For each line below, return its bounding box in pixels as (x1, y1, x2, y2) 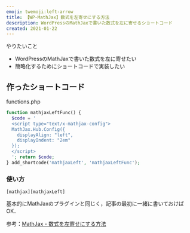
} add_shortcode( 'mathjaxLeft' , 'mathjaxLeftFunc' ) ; (6, 160, 140, 165)
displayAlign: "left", (17, 132, 73, 138)
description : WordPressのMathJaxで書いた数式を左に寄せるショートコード (6, 20, 173, 26)
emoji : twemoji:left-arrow (6, 8, 73, 15)
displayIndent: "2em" (17, 137, 71, 143)
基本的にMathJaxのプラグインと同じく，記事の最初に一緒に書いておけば (6, 200, 184, 207)
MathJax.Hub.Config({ (11, 126, 66, 132)
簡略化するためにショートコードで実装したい (14, 63, 125, 70)
